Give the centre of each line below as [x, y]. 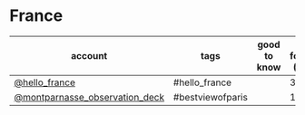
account [89, 55]
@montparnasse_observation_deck [89, 97]
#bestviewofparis [210, 97]
